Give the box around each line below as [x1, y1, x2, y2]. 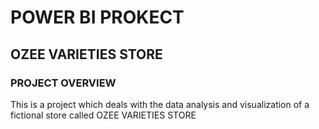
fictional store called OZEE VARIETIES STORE [10, 109, 197, 121]
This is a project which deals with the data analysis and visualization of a [10, 98, 310, 110]
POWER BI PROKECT [10, 6, 185, 29]
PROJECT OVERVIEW [10, 76, 117, 90]
